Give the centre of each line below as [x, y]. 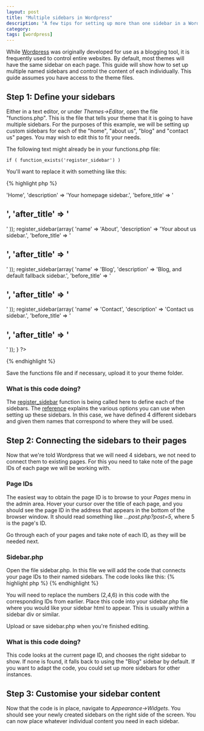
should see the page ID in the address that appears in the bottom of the [96, 510]
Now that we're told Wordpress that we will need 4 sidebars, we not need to [101, 455]
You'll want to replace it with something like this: [66, 171]
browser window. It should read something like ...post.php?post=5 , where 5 [100, 516]
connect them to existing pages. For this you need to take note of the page [100, 462]
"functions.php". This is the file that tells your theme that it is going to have [100, 118]
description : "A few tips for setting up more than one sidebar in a [96, 23]
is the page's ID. [26, 523]
